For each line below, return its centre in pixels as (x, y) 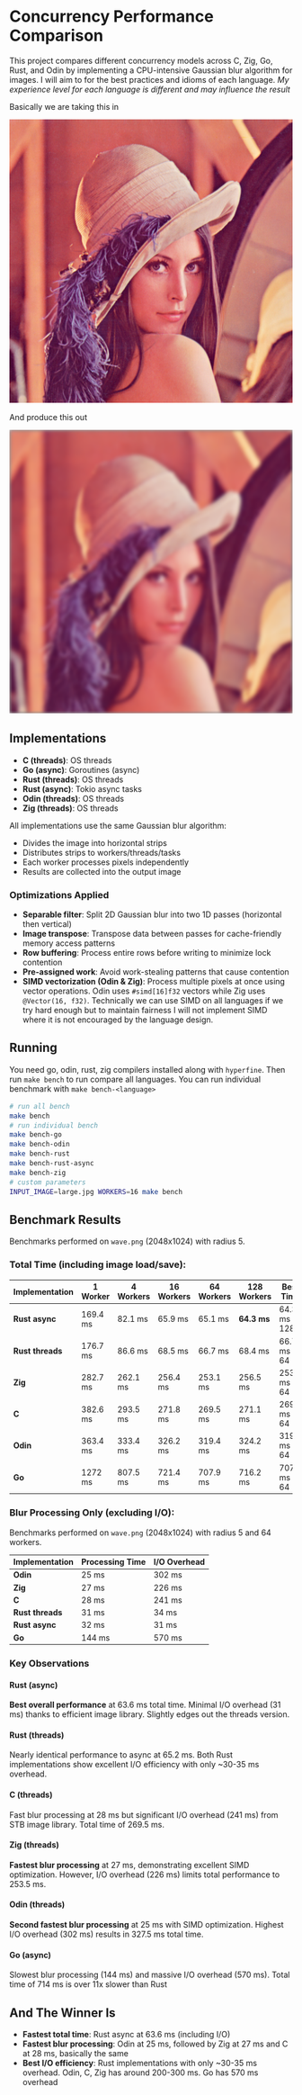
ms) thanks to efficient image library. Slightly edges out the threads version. (150, 1714)
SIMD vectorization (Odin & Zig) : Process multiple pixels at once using (154, 982)
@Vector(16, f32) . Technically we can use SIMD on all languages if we (153, 1001)
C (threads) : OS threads (67, 760)
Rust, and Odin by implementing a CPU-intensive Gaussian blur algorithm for (151, 70)
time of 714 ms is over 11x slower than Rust (89, 1984)
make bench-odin (40, 1145)
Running (34, 1048)
